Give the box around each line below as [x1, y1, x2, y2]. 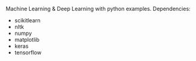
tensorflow [14, 49, 42, 56]
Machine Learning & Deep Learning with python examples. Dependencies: [5, 5, 191, 12]
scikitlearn [14, 17, 41, 24]
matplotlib [14, 36, 40, 43]
